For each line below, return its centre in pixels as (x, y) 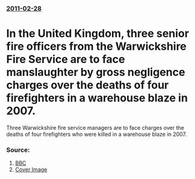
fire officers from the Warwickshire (96, 46)
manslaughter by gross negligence (96, 73)
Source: (18, 150)
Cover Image (31, 170)
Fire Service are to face (66, 59)
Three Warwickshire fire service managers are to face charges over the (95, 127)
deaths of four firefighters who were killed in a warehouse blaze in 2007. (97, 134)
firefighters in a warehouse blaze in (97, 98)
